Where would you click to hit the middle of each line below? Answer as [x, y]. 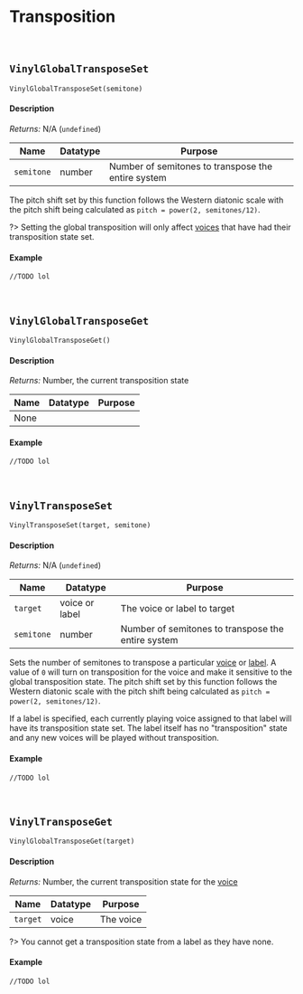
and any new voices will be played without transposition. [114, 738]
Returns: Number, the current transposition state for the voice [124, 881]
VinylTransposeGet [61, 822]
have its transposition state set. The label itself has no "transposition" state [148, 728]
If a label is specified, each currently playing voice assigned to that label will [151, 719]
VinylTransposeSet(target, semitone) [80, 525]
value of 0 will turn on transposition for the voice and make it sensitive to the [151, 672]
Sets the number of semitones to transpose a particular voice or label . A [143, 663]
